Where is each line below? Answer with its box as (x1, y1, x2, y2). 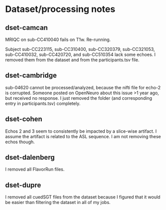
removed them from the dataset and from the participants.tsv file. (5, 57, 140, 63)
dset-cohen (5, 115, 42, 123)
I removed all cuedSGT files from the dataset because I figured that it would (5, 194, 161, 200)
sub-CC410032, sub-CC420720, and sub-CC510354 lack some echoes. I (5, 51, 156, 57)
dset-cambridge (5, 71, 57, 80)
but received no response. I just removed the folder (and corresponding (5, 95, 153, 101)
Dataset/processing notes (5, 3, 116, 15)
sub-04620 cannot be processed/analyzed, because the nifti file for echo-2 (5, 84, 161, 90)
